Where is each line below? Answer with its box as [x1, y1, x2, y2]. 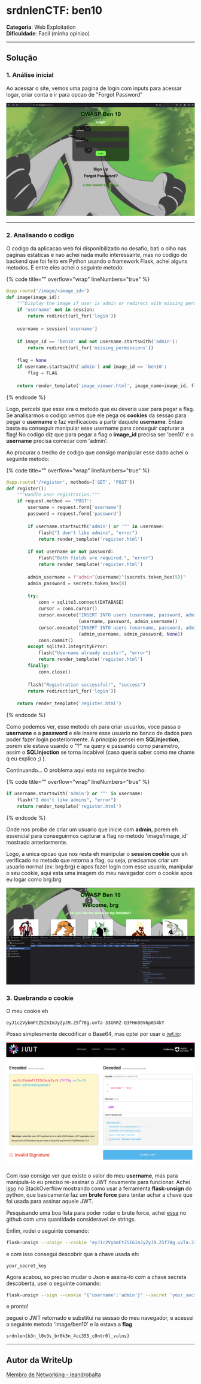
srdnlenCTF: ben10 [6, 4, 103, 17]
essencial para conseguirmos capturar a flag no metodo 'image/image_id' [6, 832, 188, 839]
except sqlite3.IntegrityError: [28, 643, 109, 650]
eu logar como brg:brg [6, 876, 62, 883]
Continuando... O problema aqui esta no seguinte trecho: [6, 766, 147, 774]
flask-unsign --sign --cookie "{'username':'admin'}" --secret [6, 1292, 167, 1298]
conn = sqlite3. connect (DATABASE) [38, 600, 124, 606]
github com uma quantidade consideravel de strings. [6, 1215, 136, 1223]
